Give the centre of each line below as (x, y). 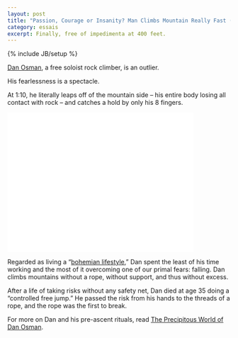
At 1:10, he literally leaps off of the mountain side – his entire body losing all (117, 95)
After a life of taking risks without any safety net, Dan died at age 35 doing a (118, 291)
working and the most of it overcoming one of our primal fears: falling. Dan (116, 269)
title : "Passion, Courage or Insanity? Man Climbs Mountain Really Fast (117, 21)
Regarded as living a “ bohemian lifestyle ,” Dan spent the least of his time (113, 262)
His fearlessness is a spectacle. (53, 81)
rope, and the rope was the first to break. (67, 306)
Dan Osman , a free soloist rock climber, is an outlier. (83, 67)
